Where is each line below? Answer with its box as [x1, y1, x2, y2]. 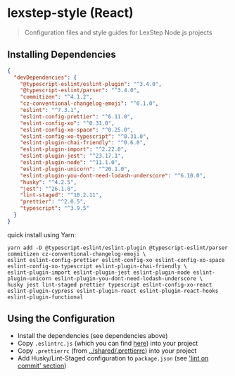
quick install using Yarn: [7, 230, 77, 239]
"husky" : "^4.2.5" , [20, 178, 77, 186]
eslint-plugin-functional [7, 294, 83, 301]
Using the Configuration [7, 313, 115, 325]
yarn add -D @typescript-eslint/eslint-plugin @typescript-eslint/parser [7, 244, 229, 251]
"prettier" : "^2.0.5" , [20, 199, 87, 206]
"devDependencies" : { [13, 74, 77, 81]
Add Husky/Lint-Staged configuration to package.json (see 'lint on [17, 353, 209, 362]
